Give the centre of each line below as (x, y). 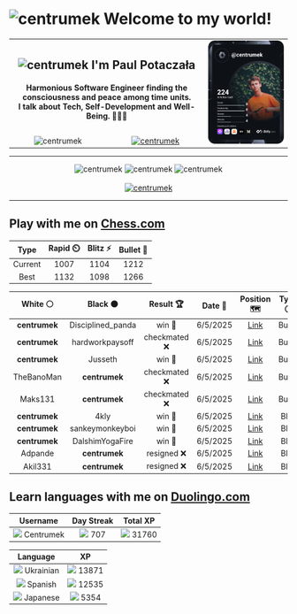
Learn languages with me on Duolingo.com (129, 497)
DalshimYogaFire (103, 441)
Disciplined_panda (103, 325)
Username (39, 520)
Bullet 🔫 (133, 249)
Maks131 (38, 399)
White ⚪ (38, 304)
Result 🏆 (166, 304)
